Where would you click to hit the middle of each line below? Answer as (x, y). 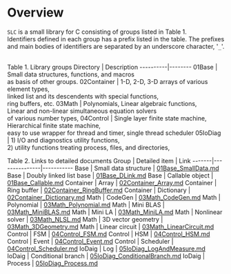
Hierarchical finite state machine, (54, 125)
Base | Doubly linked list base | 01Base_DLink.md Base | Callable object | (110, 175)
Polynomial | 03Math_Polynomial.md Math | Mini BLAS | (86, 204)
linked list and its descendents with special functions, (83, 96)
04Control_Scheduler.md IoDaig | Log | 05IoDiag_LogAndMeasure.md (106, 249)
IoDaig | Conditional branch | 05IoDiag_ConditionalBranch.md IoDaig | (106, 255)
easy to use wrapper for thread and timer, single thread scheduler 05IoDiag (114, 133)
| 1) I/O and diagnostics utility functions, (63, 140)
